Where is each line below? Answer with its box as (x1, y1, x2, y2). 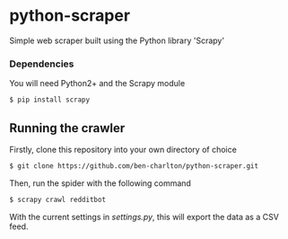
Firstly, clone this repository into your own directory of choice (9, 144, 238, 155)
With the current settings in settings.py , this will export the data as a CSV (9, 211, 280, 222)
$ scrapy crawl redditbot (9, 195, 106, 204)
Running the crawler (9, 120, 126, 136)
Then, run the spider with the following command (9, 177, 191, 189)
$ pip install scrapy (9, 95, 91, 104)
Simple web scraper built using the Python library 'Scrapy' (9, 35, 225, 46)
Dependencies (9, 58, 74, 70)
